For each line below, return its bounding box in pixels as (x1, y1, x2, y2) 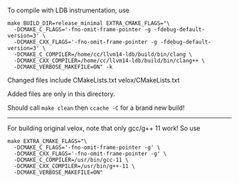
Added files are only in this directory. (7, 90, 115, 98)
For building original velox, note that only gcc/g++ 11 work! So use (7, 124, 201, 132)
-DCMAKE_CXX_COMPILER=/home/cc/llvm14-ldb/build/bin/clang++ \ (14, 57, 205, 64)
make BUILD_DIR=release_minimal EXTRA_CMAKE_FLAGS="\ (7, 20, 171, 27)
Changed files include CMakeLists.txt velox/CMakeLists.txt (7, 76, 180, 84)
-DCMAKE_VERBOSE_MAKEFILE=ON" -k (14, 63, 113, 70)
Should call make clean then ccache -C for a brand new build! (7, 103, 185, 112)
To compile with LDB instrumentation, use (7, 6, 129, 14)
